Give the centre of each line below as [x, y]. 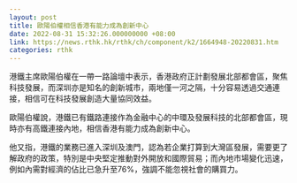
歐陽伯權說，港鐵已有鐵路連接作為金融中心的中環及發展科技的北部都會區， [145, 118]
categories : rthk [41, 50]
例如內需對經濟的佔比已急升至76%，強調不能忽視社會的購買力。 [126, 170]
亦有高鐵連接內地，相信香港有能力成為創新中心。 [106, 128]
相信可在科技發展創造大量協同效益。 [90, 99]
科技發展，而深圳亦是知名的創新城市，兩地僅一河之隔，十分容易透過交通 [141, 88]
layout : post [33, 17]
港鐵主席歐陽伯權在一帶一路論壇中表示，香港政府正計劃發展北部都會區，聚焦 [148, 77]
